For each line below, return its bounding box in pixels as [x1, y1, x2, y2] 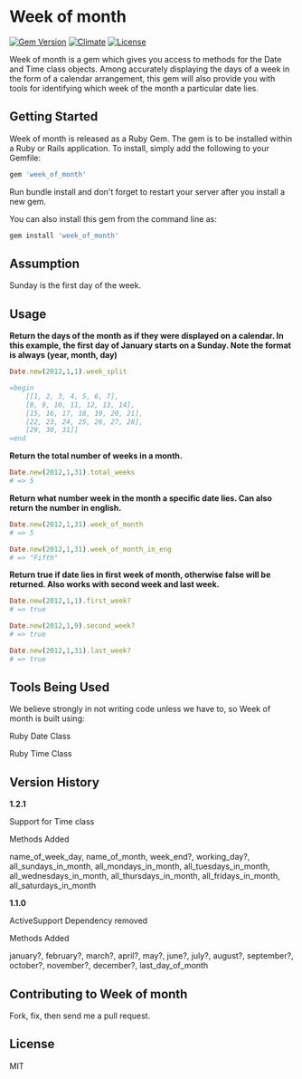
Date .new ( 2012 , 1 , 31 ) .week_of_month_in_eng [9, 544, 172, 554]
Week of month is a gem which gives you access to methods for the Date [9, 53, 282, 64]
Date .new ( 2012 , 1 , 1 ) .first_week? [9, 596, 131, 606]
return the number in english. [9, 502, 122, 513]
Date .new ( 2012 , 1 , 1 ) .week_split [9, 367, 127, 377]
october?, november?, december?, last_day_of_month [9, 960, 209, 971]
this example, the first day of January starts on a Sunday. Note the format [9, 340, 292, 351]
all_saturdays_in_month [9, 881, 97, 891]
